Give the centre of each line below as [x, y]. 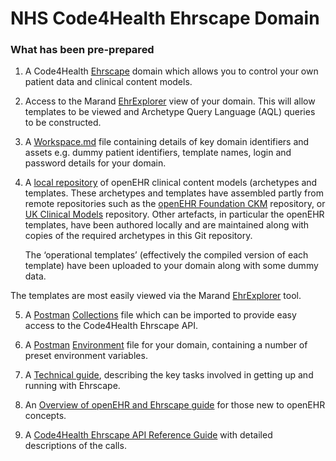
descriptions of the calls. [75, 446]
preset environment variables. [86, 356]
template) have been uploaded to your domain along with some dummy [171, 266]
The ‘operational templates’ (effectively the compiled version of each [166, 255]
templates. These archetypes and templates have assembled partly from [174, 193]
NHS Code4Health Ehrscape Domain [165, 18]
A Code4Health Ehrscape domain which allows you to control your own [171, 71]
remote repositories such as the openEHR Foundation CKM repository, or [175, 204]
